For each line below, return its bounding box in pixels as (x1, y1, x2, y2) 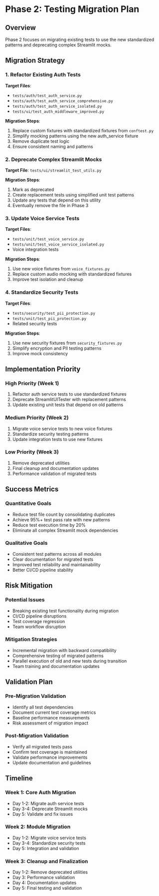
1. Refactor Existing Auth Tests (5, 71, 81, 78)
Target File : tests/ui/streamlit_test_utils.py (5, 167, 102, 173)
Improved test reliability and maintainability (12, 561, 101, 567)
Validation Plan (5, 677, 53, 686)
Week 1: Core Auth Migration (5, 789, 76, 796)
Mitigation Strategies (5, 636, 57, 643)
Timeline (5, 774, 33, 783)
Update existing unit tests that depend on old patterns (12, 402, 124, 408)
